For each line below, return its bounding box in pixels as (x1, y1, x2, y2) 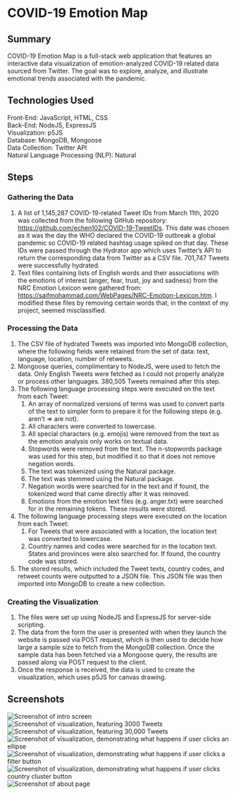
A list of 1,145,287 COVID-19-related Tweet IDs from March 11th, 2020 (17, 208, 219, 217)
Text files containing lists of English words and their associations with (17, 268, 220, 277)
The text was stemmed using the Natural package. (27, 474, 175, 483)
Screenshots (7, 693, 65, 705)
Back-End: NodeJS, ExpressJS (7, 121, 97, 129)
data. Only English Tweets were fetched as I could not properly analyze (17, 369, 225, 378)
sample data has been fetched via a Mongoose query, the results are (17, 650, 218, 659)
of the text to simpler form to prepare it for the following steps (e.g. (27, 407, 223, 415)
